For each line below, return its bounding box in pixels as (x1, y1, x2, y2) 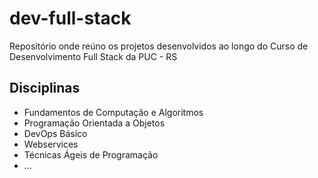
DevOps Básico (23, 127, 88, 139)
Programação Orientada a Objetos (23, 117, 166, 129)
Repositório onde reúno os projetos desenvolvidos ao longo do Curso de (9, 40, 309, 52)
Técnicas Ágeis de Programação (23, 148, 159, 161)
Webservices (23, 138, 79, 150)
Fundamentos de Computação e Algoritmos (23, 106, 204, 118)
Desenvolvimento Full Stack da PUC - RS (9, 50, 178, 62)
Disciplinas (9, 80, 81, 97)
